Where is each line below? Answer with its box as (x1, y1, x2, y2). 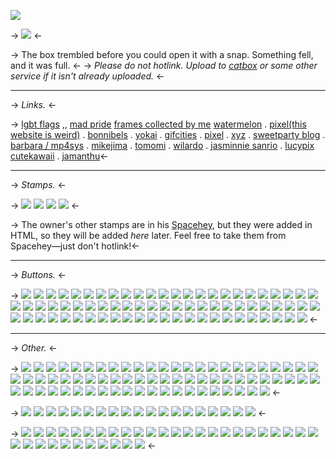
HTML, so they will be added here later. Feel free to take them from (10, 230, 287, 241)
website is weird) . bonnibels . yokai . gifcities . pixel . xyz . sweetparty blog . (10, 129, 326, 140)
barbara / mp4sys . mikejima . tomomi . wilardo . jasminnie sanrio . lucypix (10, 140, 315, 151)
